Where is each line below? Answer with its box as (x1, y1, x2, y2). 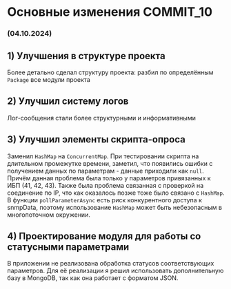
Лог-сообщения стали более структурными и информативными (7, 114, 197, 122)
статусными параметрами (7, 241, 130, 253)
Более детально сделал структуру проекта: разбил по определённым (7, 68, 214, 76)
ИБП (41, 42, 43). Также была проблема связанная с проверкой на (7, 181, 204, 189)
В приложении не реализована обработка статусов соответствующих (7, 259, 214, 268)
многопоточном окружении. (7, 211, 91, 219)
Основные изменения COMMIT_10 (7, 4, 212, 20)
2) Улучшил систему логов (7, 96, 129, 107)
